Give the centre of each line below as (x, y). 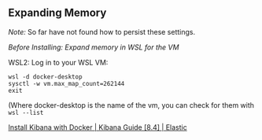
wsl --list (26, 112)
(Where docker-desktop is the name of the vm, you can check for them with (131, 105)
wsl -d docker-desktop (45, 77)
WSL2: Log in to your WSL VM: (58, 62)
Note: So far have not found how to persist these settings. (101, 31)
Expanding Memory (57, 13)
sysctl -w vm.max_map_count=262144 (66, 83)
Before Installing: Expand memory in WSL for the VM (94, 47)
